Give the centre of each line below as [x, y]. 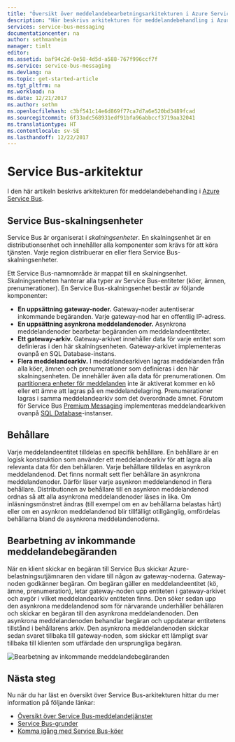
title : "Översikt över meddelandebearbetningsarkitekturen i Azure [108, 14]
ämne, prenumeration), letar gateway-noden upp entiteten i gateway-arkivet [116, 591]
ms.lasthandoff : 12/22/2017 [48, 137]
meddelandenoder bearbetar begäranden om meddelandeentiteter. [114, 331]
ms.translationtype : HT [42, 124]
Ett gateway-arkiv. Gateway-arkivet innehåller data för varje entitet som [121, 339]
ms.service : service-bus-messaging [59, 66]
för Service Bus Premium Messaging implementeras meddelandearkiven [121, 406]
